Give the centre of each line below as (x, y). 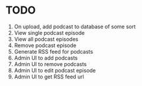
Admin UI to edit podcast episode (55, 70)
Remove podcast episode (45, 45)
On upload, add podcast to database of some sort (75, 27)
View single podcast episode (49, 32)
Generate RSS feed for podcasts (54, 51)
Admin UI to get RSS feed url (49, 77)
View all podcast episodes (46, 39)
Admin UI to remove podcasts (50, 64)
